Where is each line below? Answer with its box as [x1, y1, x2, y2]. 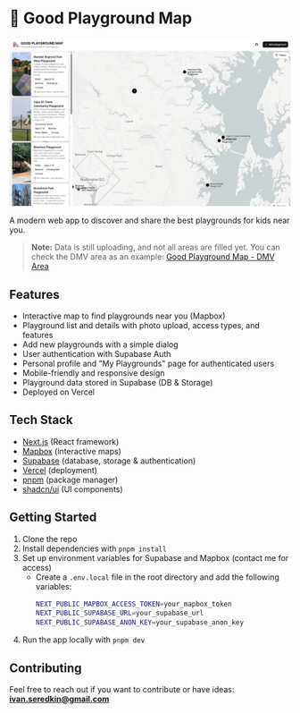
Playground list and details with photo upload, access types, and [21, 319, 261, 330]
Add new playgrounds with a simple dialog [21, 339, 179, 350]
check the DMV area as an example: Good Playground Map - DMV [30, 251, 275, 262]
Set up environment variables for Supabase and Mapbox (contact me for [21, 552, 289, 563]
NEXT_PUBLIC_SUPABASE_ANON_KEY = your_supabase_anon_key [35, 618, 244, 627]
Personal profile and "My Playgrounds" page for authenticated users [21, 358, 275, 369]
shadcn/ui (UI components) [21, 483, 123, 495]
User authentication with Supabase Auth [21, 348, 171, 359]
